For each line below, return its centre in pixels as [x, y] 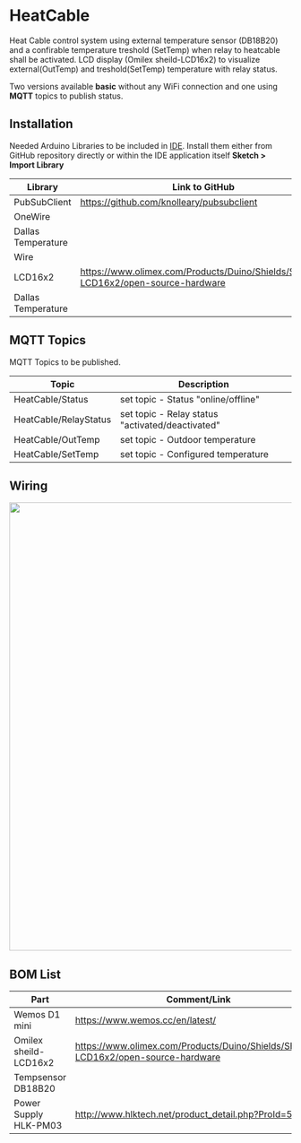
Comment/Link [198, 1000]
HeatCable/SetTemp [56, 454]
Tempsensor [40, 1078]
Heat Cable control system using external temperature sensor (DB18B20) [144, 40]
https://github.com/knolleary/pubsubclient [169, 202]
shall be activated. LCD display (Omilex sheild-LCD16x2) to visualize [135, 59]
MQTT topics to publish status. [66, 96]
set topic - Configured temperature [194, 454]
